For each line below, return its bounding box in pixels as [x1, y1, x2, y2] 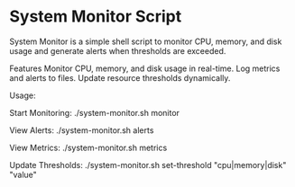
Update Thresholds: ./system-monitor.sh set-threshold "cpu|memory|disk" [9, 159, 287, 170]
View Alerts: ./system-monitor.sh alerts [9, 124, 154, 136]
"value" [9, 169, 38, 180]
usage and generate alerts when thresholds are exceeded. [9, 45, 226, 56]
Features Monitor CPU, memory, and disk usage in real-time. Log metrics [9, 63, 281, 74]
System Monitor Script [9, 6, 182, 27]
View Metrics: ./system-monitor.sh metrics [9, 142, 168, 153]
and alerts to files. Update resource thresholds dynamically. [9, 72, 231, 83]
